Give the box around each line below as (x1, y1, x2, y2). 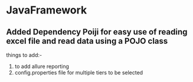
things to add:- (6, 52, 42, 59)
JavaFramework (6, 4, 87, 17)
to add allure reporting (14, 63, 70, 70)
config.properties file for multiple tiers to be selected (14, 69, 143, 76)
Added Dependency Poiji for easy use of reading (6, 27, 188, 37)
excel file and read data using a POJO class (6, 36, 168, 46)
